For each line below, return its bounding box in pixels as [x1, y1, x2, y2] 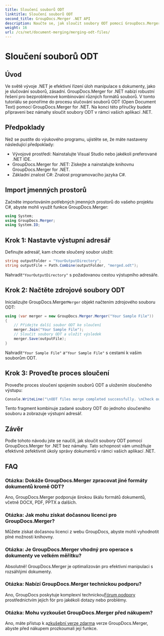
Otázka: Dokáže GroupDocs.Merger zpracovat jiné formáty [5, 477, 148, 484]
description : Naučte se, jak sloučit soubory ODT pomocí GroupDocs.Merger [5, 21, 161, 26]
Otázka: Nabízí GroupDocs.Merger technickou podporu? [5, 581, 142, 588]
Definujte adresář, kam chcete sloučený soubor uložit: [5, 249, 114, 255]
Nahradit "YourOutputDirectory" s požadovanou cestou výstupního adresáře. [5, 272, 159, 277]
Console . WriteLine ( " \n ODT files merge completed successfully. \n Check [5, 397, 154, 402]
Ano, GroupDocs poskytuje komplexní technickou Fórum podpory [5, 592, 136, 597]
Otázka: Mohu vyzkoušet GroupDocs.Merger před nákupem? [5, 609, 153, 616]
